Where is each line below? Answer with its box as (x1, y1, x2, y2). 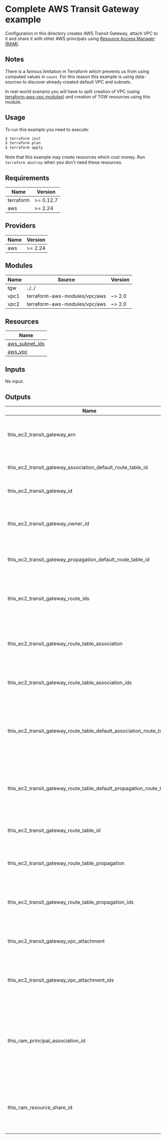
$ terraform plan (5, 141, 41, 145)
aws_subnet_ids (7, 340, 45, 347)
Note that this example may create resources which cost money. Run (5, 154, 145, 160)
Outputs (5, 392, 31, 401)
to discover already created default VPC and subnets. (22, 79, 132, 85)
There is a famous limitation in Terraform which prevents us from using (5, 68, 149, 74)
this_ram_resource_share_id (7, 1104, 73, 1111)
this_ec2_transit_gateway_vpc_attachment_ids (7, 977, 114, 984)
